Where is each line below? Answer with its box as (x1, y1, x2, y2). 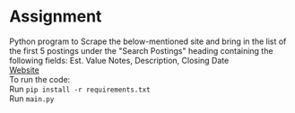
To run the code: (9, 74, 71, 84)
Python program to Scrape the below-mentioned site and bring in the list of (9, 36, 287, 47)
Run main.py (9, 92, 55, 104)
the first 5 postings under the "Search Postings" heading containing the (9, 45, 273, 56)
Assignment (9, 6, 102, 27)
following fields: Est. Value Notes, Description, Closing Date (9, 55, 230, 65)
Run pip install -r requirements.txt (9, 83, 151, 94)
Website (9, 65, 40, 75)
